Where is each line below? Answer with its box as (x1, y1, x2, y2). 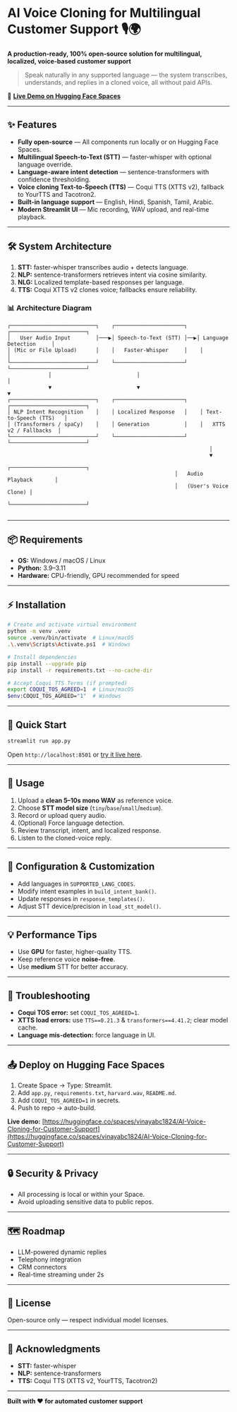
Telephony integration (17, 1255, 82, 1264)
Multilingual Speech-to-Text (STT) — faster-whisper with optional (17, 152, 212, 161)
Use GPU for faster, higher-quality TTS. (17, 948, 133, 956)
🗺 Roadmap (7, 1226, 66, 1238)
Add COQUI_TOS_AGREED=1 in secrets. (17, 1096, 121, 1104)
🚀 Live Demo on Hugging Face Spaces (7, 92, 121, 100)
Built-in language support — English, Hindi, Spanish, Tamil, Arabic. (17, 198, 214, 206)
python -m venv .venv (7, 628, 71, 635)
